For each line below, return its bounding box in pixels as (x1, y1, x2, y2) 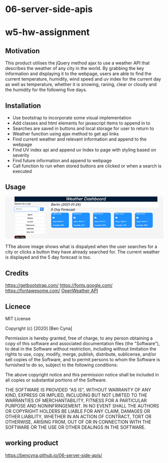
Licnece (5, 302, 31, 311)
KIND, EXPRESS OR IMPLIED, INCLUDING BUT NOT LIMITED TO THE (5, 392, 147, 398)
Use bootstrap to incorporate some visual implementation (12, 115, 131, 120)
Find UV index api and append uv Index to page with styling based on (12, 147, 156, 153)
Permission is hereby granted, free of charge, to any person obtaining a (5, 335, 153, 341)
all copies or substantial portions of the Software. (5, 377, 107, 383)
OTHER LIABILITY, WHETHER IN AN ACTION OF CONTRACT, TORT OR (5, 413, 151, 419)
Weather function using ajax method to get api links (12, 131, 119, 137)
